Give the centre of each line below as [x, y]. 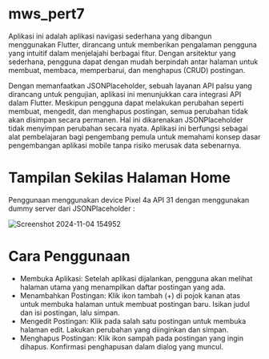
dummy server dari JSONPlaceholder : [72, 208]
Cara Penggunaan [69, 256]
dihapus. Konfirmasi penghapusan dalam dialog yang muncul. [122, 346]
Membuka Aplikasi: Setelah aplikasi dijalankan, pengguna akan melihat [136, 278]
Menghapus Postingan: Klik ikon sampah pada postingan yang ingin [132, 338]
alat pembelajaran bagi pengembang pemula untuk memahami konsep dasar [134, 136]
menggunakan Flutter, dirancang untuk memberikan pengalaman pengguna [133, 44]
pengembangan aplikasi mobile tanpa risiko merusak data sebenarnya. [125, 145]
